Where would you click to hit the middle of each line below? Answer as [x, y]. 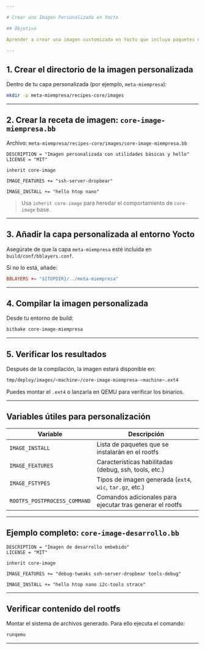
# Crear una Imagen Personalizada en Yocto [63, 17]
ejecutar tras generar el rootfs [139, 504]
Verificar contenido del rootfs [63, 609]
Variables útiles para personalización [78, 417]
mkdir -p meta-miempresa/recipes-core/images [65, 95]
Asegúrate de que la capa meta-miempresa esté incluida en [79, 249]
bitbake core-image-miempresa [45, 330]
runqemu [16, 635]
